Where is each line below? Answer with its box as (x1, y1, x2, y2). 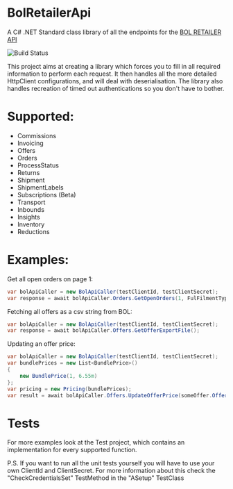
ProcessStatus (17, 161, 59, 169)
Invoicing (17, 139, 44, 147)
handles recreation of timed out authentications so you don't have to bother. (7, 84, 225, 92)
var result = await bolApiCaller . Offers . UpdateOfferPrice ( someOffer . (7, 392, 213, 399)
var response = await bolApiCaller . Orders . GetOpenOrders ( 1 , (7, 295, 185, 301)
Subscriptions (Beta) (17, 190, 76, 199)
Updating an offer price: (7, 340, 76, 348)
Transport (17, 198, 46, 206)
